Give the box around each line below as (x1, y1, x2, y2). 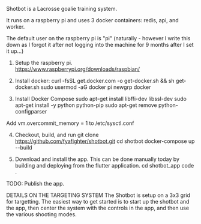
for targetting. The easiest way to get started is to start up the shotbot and (6, 198, 190, 205)
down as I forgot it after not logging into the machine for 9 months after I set (6, 41, 194, 48)
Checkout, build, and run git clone (14, 132, 99, 138)
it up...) (6, 47, 24, 55)
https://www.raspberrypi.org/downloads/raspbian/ (14, 65, 140, 73)
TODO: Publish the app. (6, 180, 65, 187)
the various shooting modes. (6, 211, 77, 218)
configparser (14, 108, 47, 115)
